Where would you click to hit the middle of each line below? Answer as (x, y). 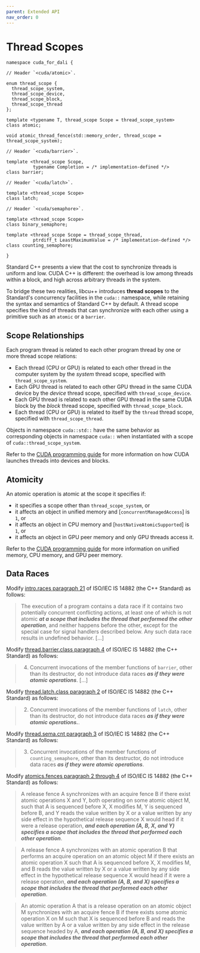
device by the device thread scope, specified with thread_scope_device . (103, 393)
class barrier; (25, 173)
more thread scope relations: (42, 356)
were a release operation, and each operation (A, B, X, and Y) (98, 825)
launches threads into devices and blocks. (58, 461)
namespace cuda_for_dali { (40, 63)
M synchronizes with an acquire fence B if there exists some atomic (104, 912)
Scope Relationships (45, 335)
